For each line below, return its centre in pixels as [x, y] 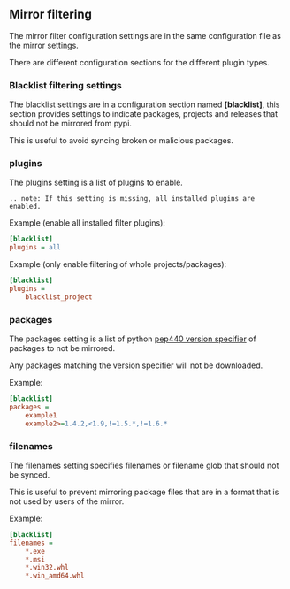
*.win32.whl [47, 568]
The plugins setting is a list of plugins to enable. [96, 183]
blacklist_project [59, 297]
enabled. [25, 207]
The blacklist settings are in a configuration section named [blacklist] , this [145, 104]
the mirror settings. [44, 45]
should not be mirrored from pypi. [71, 124]
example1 [41, 415]
